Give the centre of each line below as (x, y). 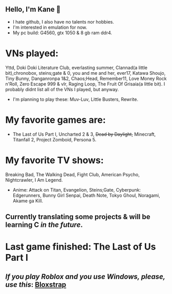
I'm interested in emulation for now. (50, 27)
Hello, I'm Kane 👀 (33, 9)
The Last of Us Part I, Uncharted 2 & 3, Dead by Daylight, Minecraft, (84, 134)
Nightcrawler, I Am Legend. (34, 180)
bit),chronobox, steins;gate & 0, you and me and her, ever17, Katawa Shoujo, (85, 73)
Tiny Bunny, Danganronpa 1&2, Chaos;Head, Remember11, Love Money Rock (86, 78)
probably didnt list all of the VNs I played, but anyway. (62, 89)
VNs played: (32, 53)
